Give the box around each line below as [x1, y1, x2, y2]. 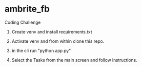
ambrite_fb [4, 3, 50, 15]
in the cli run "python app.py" [11, 48, 71, 53]
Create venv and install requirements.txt [11, 29, 92, 34]
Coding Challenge [4, 19, 41, 25]
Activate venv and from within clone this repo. [11, 38, 104, 44]
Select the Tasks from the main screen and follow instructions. [11, 57, 138, 63]
